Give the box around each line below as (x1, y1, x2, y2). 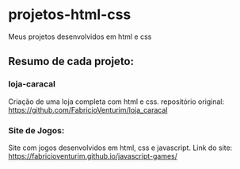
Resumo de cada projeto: (8, 55, 135, 68)
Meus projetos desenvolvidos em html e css (8, 32, 152, 41)
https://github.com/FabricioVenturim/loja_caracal (8, 105, 168, 114)
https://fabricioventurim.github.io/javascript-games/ (8, 151, 178, 160)
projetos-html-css (8, 6, 131, 24)
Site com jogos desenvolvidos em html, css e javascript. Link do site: (8, 143, 233, 152)
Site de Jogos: (8, 125, 65, 136)
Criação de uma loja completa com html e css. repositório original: (8, 97, 224, 106)
